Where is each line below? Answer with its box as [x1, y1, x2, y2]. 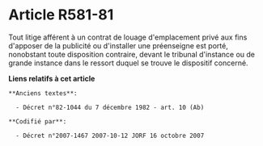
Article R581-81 [8, 6, 114, 24]
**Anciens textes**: [8, 89, 78, 98]
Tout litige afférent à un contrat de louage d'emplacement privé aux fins [8, 32, 248, 42]
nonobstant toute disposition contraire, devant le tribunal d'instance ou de [8, 49, 255, 59]
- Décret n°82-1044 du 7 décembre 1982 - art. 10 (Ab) [15, 103, 205, 111]
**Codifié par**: [8, 117, 67, 126]
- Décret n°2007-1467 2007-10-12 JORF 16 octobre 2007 [15, 131, 205, 140]
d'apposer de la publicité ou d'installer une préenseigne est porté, [8, 40, 228, 50]
